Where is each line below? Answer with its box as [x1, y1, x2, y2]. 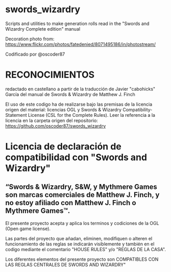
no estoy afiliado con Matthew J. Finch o [5, 199, 136, 207]
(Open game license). [5, 226, 51, 232]
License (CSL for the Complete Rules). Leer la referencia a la [28, 112, 156, 118]
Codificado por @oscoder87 [5, 51, 65, 57]
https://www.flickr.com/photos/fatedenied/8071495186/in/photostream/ [5, 41, 156, 47]
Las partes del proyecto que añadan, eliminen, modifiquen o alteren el [5, 235, 153, 241]
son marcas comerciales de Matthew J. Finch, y [5, 190, 160, 200]
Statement [5, 112, 27, 118]
